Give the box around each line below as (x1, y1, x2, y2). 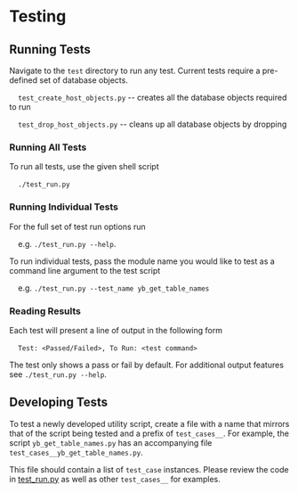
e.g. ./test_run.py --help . (17, 238, 117, 249)
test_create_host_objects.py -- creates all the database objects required (17, 92, 287, 103)
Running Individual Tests (9, 201, 118, 213)
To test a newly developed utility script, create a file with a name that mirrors (9, 418, 290, 429)
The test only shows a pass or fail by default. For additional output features (9, 359, 285, 370)
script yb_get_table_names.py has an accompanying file (9, 437, 213, 448)
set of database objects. (39, 75, 129, 86)
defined (9, 75, 38, 86)
